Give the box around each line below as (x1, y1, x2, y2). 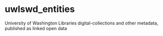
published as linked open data (5, 25, 68, 31)
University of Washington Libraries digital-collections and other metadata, (5, 20, 158, 26)
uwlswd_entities (5, 3, 75, 15)
